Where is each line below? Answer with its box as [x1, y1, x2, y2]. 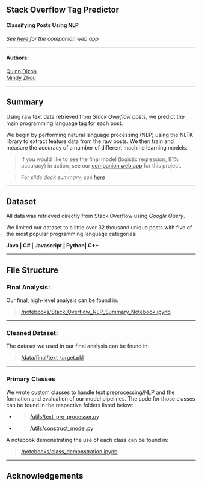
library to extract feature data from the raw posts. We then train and [6, 138, 174, 145]
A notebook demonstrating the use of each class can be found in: [6, 436, 168, 443]
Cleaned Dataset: [6, 329, 58, 337]
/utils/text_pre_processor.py [29, 413, 99, 420]
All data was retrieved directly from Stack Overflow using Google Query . [6, 213, 185, 220]
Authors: [6, 54, 29, 62]
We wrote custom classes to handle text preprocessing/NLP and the [6, 389, 175, 396]
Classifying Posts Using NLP [6, 21, 79, 29]
